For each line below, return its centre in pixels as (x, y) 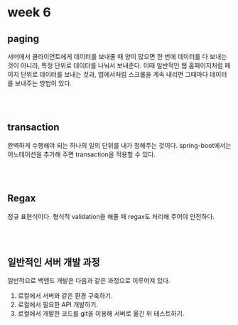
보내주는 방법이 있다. (43, 83)
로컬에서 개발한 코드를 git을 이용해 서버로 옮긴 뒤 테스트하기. (101, 314)
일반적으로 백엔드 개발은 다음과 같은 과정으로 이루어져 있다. (89, 281)
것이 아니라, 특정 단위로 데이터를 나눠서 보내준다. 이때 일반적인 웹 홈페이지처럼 (115, 65)
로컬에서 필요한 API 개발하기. (58, 305)
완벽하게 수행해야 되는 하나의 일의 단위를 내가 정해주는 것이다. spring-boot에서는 (119, 145)
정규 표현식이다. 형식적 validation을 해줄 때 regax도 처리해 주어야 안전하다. (111, 216)
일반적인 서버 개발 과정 (54, 263)
